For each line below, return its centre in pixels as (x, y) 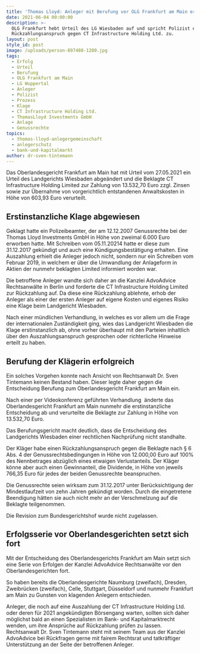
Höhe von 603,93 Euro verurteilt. (46, 198)
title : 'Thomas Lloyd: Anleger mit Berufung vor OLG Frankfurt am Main (97, 12)
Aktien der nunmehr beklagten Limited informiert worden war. (82, 269)
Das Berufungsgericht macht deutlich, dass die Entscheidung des (87, 430)
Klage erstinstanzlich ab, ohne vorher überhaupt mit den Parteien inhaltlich (98, 330)
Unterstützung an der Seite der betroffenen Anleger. (70, 644)
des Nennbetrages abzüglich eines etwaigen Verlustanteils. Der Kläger (93, 461)
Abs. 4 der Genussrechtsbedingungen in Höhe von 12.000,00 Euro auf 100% (100, 454)
